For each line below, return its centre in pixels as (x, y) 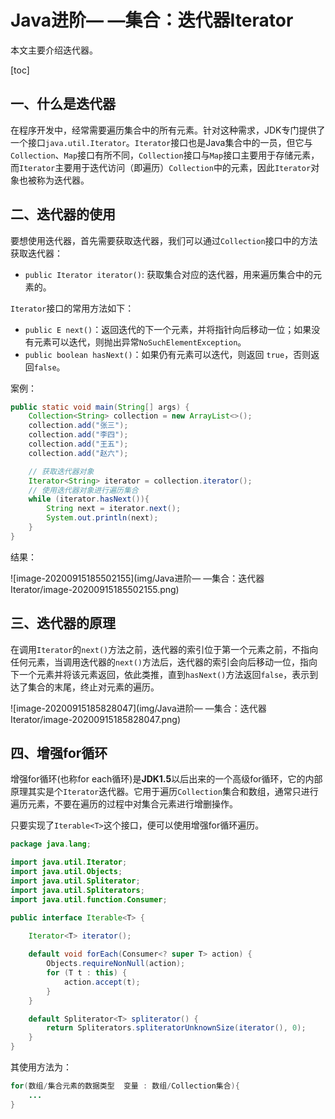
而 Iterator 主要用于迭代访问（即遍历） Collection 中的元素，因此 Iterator (161, 167)
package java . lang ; (51, 844)
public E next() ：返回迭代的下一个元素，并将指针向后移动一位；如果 (168, 329)
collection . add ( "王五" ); (78, 444)
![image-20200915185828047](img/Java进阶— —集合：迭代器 (138, 708)
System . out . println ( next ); (102, 518)
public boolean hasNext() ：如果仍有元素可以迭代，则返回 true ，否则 (168, 354)
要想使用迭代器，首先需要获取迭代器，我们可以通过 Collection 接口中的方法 (164, 240)
